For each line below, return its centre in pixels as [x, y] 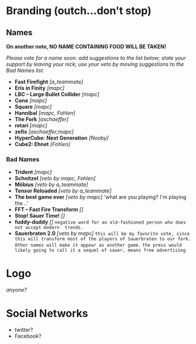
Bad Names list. [25, 70]
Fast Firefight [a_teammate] [49, 82]
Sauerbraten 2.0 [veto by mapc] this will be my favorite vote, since [102, 234]
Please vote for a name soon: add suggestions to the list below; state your [96, 58]
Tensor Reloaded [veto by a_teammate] [63, 191]
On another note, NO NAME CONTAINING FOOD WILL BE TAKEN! [86, 46]
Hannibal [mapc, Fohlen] [45, 113]
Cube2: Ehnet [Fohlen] [42, 144]
